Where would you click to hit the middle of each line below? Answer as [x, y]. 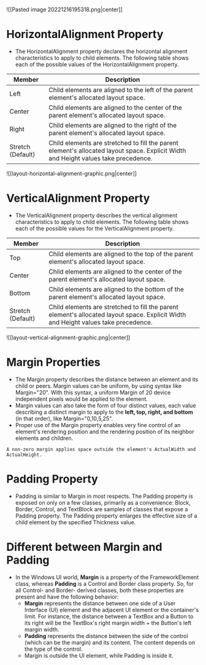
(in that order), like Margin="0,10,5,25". [64, 419]
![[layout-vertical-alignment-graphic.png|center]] [68, 337]
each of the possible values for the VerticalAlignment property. [94, 228]
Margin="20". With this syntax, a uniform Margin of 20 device [93, 392]
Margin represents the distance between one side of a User [100, 603]
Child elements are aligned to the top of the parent [121, 254]
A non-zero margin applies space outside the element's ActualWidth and [101, 449]
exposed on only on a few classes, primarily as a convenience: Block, [103, 502]
